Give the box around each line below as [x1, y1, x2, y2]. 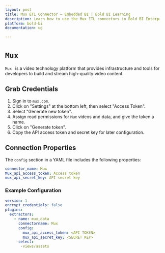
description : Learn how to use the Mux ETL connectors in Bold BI [5, 16, 144, 21]
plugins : [5, 207, 23, 212]
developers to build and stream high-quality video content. [5, 71, 124, 77]
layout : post [5, 7, 32, 12]
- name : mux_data [14, 217, 50, 221]
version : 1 [5, 198, 27, 203]
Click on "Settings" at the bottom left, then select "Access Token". [12, 103, 146, 109]
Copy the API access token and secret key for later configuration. [12, 129, 145, 135]
